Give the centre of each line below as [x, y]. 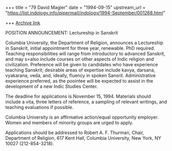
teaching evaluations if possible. [39, 107]
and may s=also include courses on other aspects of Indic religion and [80, 59]
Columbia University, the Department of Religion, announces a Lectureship [84, 43]
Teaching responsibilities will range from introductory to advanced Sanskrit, [85, 54]
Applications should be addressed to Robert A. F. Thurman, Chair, [75, 133]
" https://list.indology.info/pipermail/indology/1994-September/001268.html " [85, 13]
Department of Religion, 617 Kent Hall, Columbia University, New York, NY [83, 138]
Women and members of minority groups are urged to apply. [69, 122]
